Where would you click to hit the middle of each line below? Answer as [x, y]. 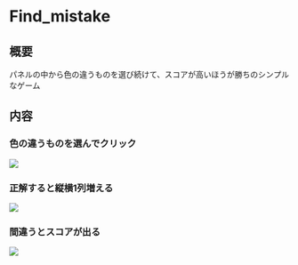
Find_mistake [60, 16]
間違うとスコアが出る [55, 231]
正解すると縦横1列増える [61, 188]
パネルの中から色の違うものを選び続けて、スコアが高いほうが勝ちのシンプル [149, 74]
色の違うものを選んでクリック [73, 144]
